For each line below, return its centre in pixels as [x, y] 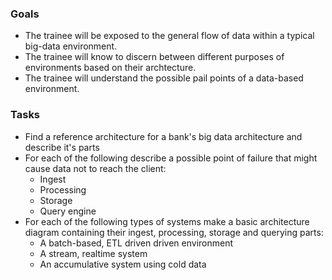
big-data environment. [71, 46]
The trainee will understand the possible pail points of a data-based [164, 78]
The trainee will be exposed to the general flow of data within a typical [169, 36]
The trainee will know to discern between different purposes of [154, 57]
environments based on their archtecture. [110, 68]
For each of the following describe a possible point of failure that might [171, 158]
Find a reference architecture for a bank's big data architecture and [163, 136]
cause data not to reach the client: [95, 168]
